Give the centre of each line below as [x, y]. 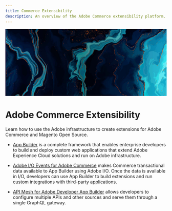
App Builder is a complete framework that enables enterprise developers [89, 145]
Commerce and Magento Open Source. [47, 135]
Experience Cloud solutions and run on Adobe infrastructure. [77, 156]
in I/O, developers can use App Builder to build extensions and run [82, 177]
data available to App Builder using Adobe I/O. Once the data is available [89, 171]
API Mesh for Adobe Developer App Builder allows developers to [81, 192]
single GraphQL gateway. [39, 203]
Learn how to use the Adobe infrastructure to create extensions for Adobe [83, 129]
